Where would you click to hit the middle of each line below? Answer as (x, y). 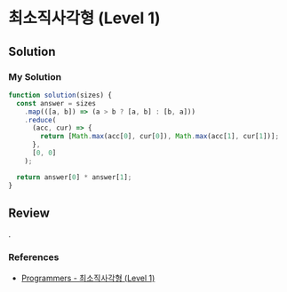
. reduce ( (40, 120)
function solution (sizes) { (60, 95)
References (34, 257)
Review (29, 213)
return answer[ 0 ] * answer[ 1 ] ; (74, 177)
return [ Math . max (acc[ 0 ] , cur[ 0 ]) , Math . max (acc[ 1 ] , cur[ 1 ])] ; (160, 137)
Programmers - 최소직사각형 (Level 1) (88, 278)
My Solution (35, 76)
